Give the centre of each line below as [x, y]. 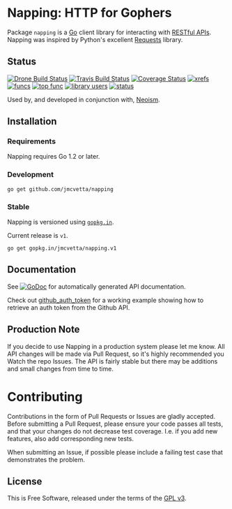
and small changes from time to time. [60, 368]
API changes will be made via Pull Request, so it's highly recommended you [116, 354]
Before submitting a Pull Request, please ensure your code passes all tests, [115, 424]
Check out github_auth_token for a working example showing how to [106, 300]
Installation [32, 121]
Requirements [32, 141]
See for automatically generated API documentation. [96, 286]
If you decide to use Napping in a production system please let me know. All [116, 346]
